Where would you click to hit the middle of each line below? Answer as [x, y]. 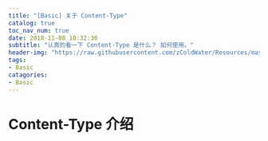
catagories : [28, 75]
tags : [17, 61]
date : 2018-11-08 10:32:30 [53, 38]
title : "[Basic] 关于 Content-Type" [68, 16]
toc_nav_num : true [39, 30]
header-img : [28, 53]
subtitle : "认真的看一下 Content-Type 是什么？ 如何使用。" [101, 45]
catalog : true [32, 23]
